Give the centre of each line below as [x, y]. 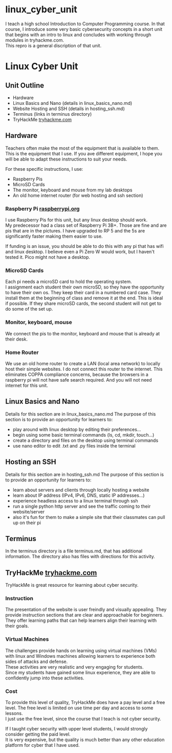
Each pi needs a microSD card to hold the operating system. [69, 282]
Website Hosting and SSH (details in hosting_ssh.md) [69, 109]
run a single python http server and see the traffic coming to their [82, 506]
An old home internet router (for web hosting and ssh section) [78, 195]
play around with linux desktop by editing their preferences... [77, 429]
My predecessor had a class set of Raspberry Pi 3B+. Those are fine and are [86, 225]
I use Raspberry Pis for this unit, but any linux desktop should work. [77, 220]
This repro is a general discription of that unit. [53, 45]
